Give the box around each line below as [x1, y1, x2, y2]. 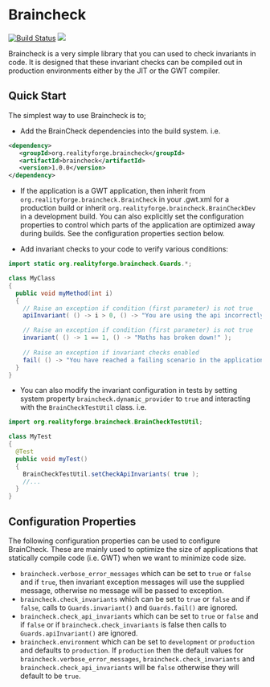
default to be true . [19, 671, 81, 681]
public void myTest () [15, 455, 88, 463]
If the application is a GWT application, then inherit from [19, 186, 206, 196]
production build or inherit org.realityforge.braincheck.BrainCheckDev [19, 203, 256, 213]
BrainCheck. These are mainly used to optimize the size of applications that [8, 544, 259, 554]
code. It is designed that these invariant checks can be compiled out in [8, 57, 243, 67]
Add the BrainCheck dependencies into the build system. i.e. [19, 126, 221, 136]
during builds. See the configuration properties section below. [19, 229, 225, 239]
